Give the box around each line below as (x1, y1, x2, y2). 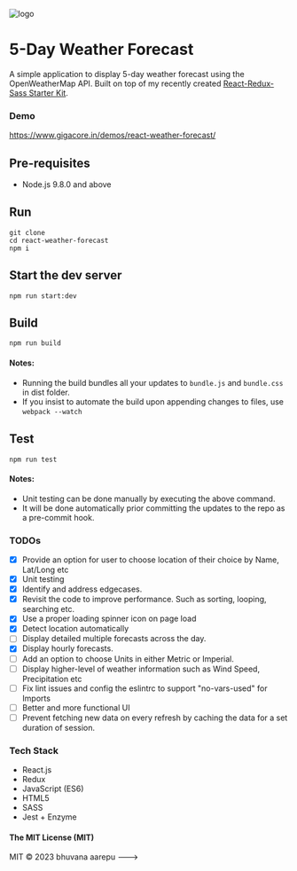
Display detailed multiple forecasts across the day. (21, 633, 207, 644)
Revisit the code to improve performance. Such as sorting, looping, (21, 594, 268, 605)
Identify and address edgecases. (21, 584, 143, 594)
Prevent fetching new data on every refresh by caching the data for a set (21, 712, 288, 723)
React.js (21, 765, 52, 775)
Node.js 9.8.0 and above (21, 179, 113, 190)
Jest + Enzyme (21, 812, 77, 822)
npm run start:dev (9, 291, 77, 301)
